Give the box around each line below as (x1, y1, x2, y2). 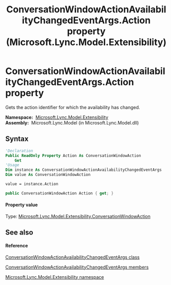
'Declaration (5, 148, 33, 153)
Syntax (5, 135, 29, 144)
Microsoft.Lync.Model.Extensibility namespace (5, 274, 104, 280)
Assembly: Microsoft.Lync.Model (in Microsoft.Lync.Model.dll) (5, 119, 139, 126)
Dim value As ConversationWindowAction (5, 172, 91, 177)
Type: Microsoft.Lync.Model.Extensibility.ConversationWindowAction (5, 213, 150, 219)
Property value (5, 202, 38, 208)
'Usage (5, 163, 20, 168)
